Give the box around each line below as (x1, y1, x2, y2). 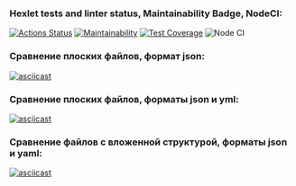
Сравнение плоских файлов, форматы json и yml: (9, 93, 239, 105)
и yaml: (9, 146, 43, 159)
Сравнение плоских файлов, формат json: (9, 50, 206, 63)
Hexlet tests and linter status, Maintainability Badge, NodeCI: (9, 7, 282, 20)
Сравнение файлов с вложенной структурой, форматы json (9, 136, 288, 148)
